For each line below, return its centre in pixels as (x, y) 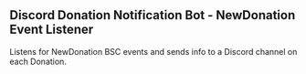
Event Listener (52, 30)
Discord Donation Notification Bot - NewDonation (153, 15)
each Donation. (38, 61)
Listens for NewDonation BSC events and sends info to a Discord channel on (153, 51)
